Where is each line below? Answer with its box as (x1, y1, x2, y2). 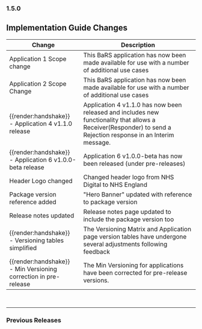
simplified (9, 243, 37, 252)
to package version (83, 198, 138, 206)
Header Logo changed (9, 177, 73, 185)
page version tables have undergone (83, 232, 187, 240)
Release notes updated (9, 211, 75, 219)
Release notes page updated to (83, 207, 171, 216)
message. (83, 138, 111, 146)
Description (121, 40, 155, 49)
